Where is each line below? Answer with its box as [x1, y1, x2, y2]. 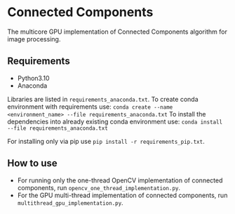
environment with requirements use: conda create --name [7, 102, 173, 111]
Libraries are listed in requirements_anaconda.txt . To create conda [7, 95, 199, 103]
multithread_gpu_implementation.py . [17, 198, 124, 207]
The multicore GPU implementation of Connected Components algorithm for [7, 27, 228, 36]
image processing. [7, 34, 61, 43]
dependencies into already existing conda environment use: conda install [7, 117, 223, 126]
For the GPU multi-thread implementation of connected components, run [17, 191, 228, 199]
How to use [7, 157, 58, 169]
